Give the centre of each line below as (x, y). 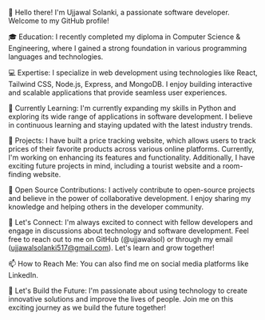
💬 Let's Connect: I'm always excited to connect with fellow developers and (131, 222)
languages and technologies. (56, 57)
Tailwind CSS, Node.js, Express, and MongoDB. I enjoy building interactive (131, 84)
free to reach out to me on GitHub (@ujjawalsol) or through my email (121, 239)
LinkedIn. (23, 275)
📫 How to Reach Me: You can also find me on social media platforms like (129, 264)
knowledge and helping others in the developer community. (106, 207)
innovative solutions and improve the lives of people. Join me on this (121, 299)
